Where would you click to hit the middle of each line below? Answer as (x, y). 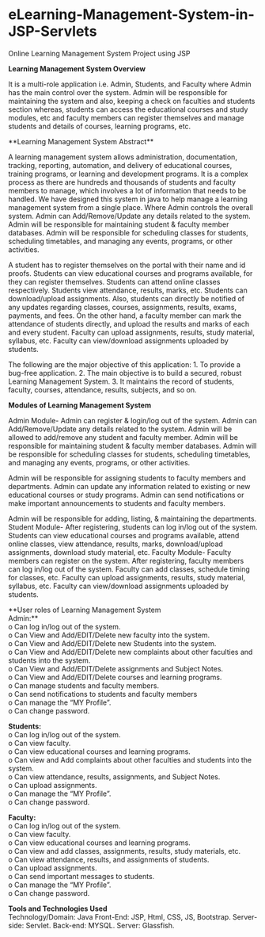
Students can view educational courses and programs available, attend (124, 535)
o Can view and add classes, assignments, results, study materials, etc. (125, 851)
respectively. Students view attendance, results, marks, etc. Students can (128, 290)
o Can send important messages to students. (81, 876)
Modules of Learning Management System (80, 405)
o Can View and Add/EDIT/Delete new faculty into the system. (109, 635)
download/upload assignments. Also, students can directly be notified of (127, 298)
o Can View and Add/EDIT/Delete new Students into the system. (112, 643)
